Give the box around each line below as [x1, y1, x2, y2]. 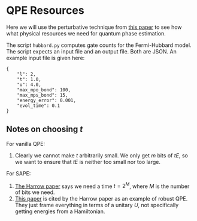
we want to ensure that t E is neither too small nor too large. [14, 158, 160, 165]
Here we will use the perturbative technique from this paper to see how [6, 23, 182, 31]
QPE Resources [6, 4, 85, 17]
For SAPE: [6, 169, 31, 177]
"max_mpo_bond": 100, [17, 86, 71, 93]
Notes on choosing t [6, 124, 83, 135]
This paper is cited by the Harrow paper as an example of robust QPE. [14, 195, 188, 202]
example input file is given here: [6, 54, 85, 61]
